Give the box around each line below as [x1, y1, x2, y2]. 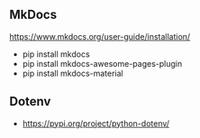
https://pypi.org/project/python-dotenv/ [22, 117, 169, 129]
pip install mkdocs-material [22, 68, 123, 78]
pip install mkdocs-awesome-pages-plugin [22, 58, 183, 69]
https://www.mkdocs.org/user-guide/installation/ [9, 31, 191, 41]
